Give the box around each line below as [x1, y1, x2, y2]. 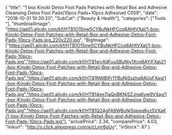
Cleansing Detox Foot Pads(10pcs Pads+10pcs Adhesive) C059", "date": [5, 10, 158, 16]
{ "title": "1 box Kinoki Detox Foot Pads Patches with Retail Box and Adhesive [5, 5, 167, 10]
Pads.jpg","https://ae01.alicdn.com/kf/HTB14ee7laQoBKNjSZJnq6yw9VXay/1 [5, 92, 167, 97]
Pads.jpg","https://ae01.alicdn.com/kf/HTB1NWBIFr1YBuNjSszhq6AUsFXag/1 [5, 75, 167, 81]
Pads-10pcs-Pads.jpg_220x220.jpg [5, 37, 80, 43]
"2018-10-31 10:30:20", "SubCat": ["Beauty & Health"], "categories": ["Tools [5, 15, 166, 21]
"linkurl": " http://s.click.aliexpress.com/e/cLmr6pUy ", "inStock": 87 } [5, 124, 150, 130]
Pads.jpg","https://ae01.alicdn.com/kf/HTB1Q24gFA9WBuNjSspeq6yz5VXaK [5, 107, 166, 114]
